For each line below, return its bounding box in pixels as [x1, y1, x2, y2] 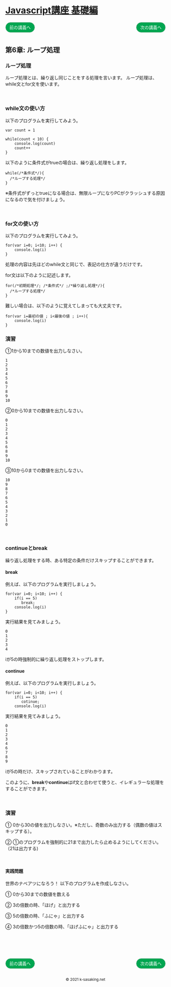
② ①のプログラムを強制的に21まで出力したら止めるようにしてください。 [5, 839, 161, 845]
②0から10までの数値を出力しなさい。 [5, 408, 86, 414]
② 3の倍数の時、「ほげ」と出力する [5, 902, 80, 908]
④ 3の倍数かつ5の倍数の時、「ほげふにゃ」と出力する [5, 923, 119, 930]
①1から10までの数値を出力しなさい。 [5, 348, 85, 354]
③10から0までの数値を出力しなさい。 [5, 468, 86, 474]
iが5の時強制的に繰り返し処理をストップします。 [5, 656, 107, 662]
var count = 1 [5, 128, 36, 133]
